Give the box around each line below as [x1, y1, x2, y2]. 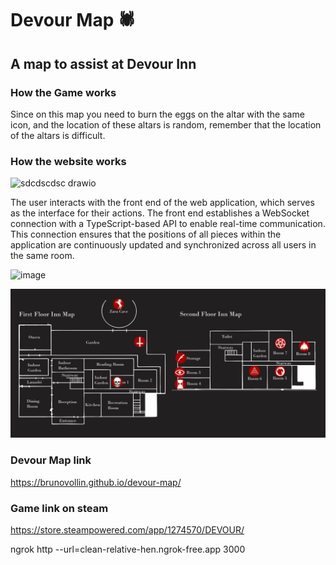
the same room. [10, 250, 75, 262]
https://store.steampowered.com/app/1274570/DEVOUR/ [10, 523, 245, 536]
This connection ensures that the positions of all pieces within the [10, 228, 282, 241]
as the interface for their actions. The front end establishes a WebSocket [10, 207, 310, 219]
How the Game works [10, 85, 117, 99]
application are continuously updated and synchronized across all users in [10, 239, 317, 251]
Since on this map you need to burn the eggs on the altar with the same [10, 108, 305, 120]
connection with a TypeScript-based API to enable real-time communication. [10, 218, 326, 230]
